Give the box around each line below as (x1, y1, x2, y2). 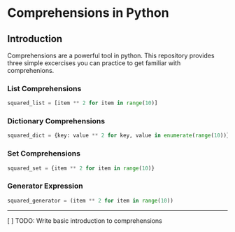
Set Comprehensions (7, 149, 80, 158)
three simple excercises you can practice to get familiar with (7, 59, 181, 67)
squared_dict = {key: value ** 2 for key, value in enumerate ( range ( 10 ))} (7, 132, 230, 139)
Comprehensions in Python (7, 5, 169, 21)
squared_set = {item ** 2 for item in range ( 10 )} (7, 165, 155, 172)
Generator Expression (7, 181, 84, 191)
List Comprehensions (7, 83, 82, 93)
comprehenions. (7, 67, 55, 74)
